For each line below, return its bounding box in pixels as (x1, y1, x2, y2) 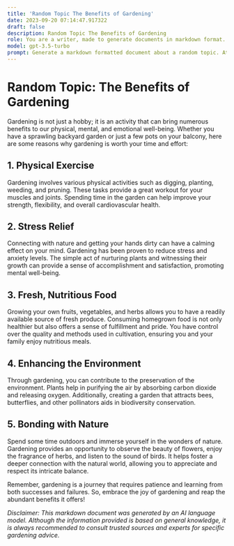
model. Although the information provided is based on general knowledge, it (7, 516, 226, 524)
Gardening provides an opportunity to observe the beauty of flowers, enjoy (7, 444, 223, 452)
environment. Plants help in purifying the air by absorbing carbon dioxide (7, 383, 217, 392)
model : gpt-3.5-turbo (7, 43, 70, 50)
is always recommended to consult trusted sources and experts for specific (7, 523, 225, 531)
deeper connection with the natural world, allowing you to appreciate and (7, 459, 217, 468)
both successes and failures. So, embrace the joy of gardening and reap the (7, 487, 226, 496)
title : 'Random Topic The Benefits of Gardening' (7, 10, 155, 17)
